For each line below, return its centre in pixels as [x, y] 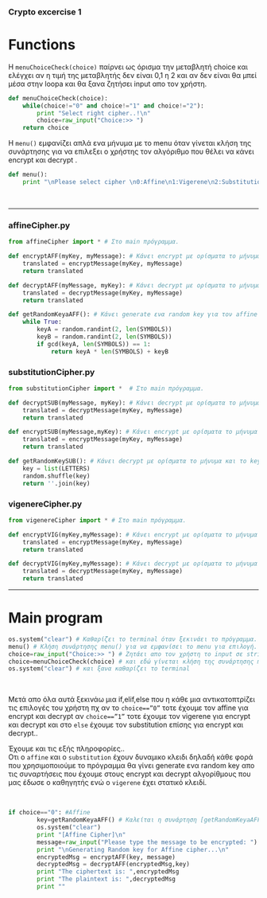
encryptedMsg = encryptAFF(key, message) [106, 857]
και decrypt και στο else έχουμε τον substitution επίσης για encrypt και [126, 725]
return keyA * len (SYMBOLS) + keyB [110, 351]
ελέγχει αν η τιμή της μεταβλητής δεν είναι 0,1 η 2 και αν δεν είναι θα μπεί [132, 75]
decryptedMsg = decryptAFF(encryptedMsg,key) [114, 865]
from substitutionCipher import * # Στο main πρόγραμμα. [106, 388]
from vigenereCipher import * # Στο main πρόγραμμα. [97, 520]
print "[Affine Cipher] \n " [81, 834]
